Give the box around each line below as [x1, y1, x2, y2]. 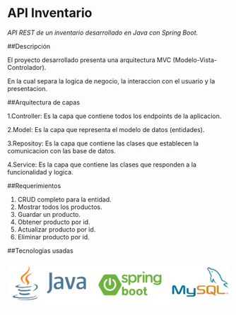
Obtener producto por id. [17, 218, 90, 226]
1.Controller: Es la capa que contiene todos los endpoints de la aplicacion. [7, 112, 222, 120]
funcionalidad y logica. [7, 167, 73, 176]
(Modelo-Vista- [172, 55, 218, 64]
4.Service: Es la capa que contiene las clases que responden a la [7, 160, 196, 169]
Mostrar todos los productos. [17, 203, 102, 211]
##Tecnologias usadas [7, 246, 73, 255]
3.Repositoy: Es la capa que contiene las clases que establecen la [7, 139, 199, 148]
